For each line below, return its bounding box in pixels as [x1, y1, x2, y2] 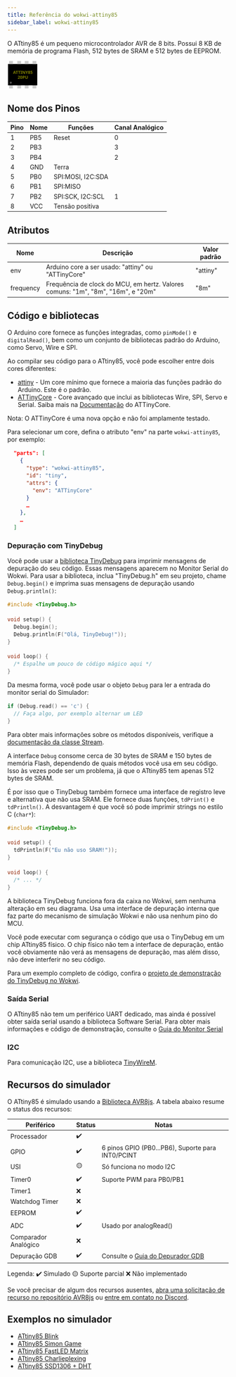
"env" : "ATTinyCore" [32, 486, 93, 494]
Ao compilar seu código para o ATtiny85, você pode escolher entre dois [7, 357, 215, 365]
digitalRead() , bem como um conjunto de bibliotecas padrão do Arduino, [7, 336, 221, 344]
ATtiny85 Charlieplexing [17, 1354, 86, 1363]
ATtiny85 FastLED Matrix [17, 1347, 89, 1355]
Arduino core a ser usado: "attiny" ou [46, 263, 153, 271]
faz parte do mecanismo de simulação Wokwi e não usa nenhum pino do [7, 912, 218, 920]
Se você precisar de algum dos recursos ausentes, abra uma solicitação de [7, 1285, 225, 1294]
